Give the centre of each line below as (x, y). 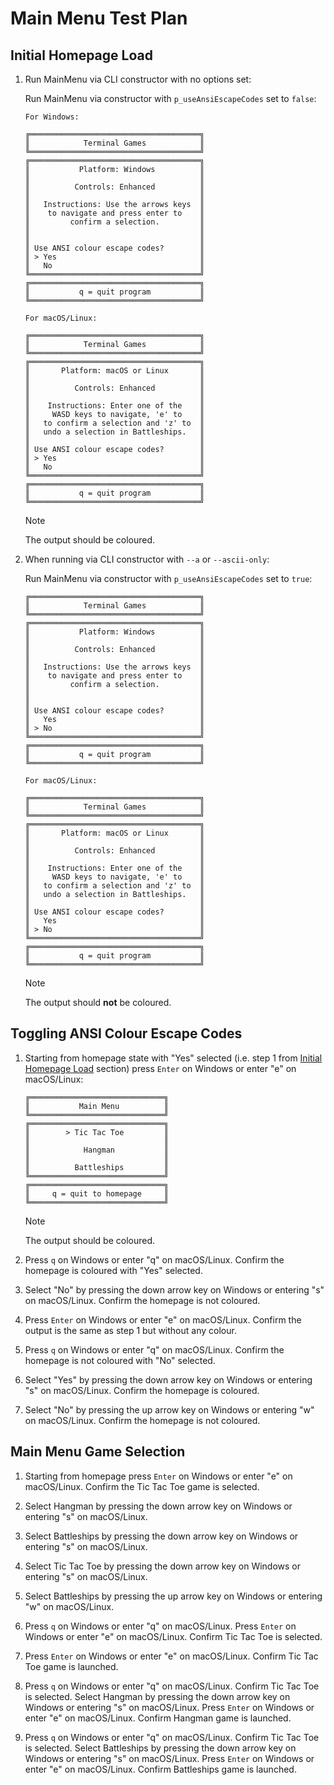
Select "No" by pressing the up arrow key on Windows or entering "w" (169, 1409)
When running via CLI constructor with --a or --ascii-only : (147, 559)
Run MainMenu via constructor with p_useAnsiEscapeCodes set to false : (170, 98)
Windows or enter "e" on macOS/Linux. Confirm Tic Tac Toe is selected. (173, 1636)
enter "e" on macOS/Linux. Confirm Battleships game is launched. (160, 1769)
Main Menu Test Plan (99, 18)
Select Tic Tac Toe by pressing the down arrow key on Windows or (163, 1566)
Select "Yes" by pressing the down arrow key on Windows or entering (168, 1379)
